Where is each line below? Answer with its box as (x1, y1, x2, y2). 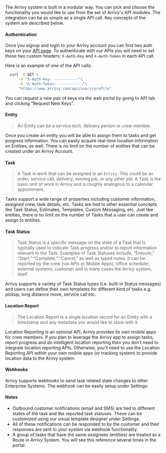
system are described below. (5, 20, 64, 26)
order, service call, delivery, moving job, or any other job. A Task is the (17, 176, 161, 182)
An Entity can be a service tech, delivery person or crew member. (17, 123, 152, 129)
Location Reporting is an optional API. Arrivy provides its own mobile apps (5, 329, 157, 335)
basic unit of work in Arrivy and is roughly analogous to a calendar (17, 181, 153, 187)
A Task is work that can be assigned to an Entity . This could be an (17, 171, 154, 177)
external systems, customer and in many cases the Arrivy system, (17, 266, 152, 272)
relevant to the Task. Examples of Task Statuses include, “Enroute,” (17, 250, 155, 256)
